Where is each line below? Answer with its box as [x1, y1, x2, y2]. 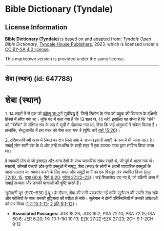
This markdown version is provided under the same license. [5, 56, 125, 62]
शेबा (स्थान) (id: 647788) [5, 75, 73, 83]
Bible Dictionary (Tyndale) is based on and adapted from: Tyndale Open [5, 36, 151, 42]
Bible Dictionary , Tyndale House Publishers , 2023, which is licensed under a [5, 41, 159, 47]
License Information [5, 23, 67, 31]
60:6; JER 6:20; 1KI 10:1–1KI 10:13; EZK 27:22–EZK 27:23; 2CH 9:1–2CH [12, 216, 154, 222]
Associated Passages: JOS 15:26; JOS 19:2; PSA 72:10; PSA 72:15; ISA [12, 211, 155, 217]
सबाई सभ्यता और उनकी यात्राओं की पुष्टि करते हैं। [5, 180, 82, 186]
